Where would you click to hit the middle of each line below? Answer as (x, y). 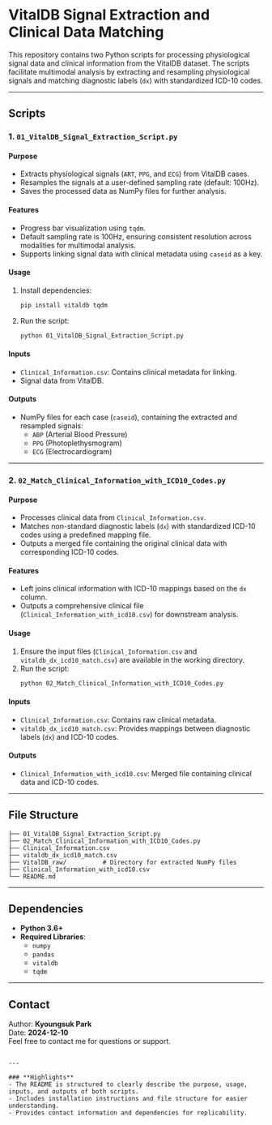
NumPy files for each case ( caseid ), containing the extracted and (128, 417)
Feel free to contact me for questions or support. (90, 1041)
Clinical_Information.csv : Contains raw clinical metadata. (118, 719)
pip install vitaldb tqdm (64, 305)
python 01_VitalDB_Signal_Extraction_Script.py (102, 335)
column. (34, 597)
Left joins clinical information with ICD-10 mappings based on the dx (133, 589)
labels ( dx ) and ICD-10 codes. (69, 736)
